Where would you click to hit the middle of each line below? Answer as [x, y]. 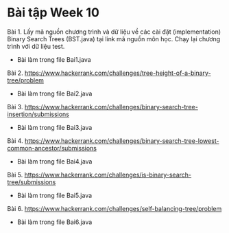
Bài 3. [15, 107]
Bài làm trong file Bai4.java [55, 161]
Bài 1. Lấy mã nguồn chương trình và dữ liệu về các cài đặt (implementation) [114, 32]
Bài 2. [15, 73]
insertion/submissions [38, 114]
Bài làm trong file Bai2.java [55, 93]
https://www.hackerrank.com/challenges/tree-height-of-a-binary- [118, 73]
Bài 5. [15, 175]
